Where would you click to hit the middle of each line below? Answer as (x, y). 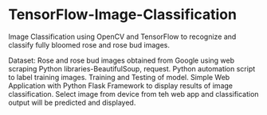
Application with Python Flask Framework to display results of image (121, 86)
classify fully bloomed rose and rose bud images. (89, 44)
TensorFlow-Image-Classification (123, 15)
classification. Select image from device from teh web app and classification (133, 94)
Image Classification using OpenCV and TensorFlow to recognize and (122, 36)
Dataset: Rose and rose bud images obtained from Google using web (122, 60)
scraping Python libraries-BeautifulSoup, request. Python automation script (132, 68)
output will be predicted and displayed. (72, 102)
